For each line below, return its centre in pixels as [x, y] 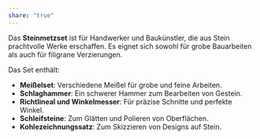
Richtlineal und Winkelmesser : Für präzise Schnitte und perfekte [126, 101]
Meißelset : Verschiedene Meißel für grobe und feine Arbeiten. [121, 85]
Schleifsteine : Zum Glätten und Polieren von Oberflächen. [114, 118]
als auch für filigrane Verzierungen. [65, 54]
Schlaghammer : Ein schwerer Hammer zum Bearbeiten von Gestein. [131, 93]
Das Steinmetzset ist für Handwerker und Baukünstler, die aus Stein [119, 38]
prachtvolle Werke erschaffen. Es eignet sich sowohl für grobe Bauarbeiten [130, 46]
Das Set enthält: [34, 69]
